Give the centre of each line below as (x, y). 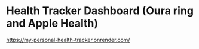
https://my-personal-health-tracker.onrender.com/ (68, 40)
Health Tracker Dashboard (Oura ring (100, 11)
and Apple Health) (52, 23)
